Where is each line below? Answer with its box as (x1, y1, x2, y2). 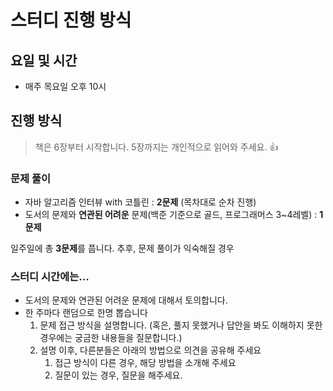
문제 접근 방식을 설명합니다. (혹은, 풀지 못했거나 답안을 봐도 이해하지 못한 (39, 319, 323, 331)
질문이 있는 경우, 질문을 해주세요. (54, 369, 183, 381)
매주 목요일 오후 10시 (24, 81, 107, 92)
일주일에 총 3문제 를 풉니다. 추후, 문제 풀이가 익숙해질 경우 (10, 242, 235, 255)
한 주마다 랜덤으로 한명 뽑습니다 (24, 307, 148, 319)
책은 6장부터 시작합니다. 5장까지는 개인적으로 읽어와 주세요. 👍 (34, 141, 279, 153)
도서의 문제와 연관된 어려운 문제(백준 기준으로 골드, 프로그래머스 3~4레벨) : (24, 209, 318, 221)
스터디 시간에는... (10, 270, 90, 284)
